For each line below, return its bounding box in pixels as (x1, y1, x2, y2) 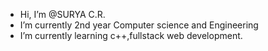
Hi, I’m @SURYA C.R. (19, 9, 106, 20)
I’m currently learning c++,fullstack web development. (19, 30, 243, 41)
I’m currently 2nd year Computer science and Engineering (19, 19, 259, 31)
